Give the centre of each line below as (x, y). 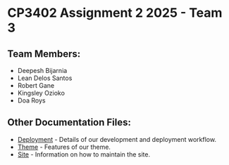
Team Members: (44, 54)
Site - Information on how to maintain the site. (83, 154)
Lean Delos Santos (45, 78)
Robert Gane (36, 85)
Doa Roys (31, 100)
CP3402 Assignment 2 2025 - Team (115, 13)
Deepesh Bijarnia (42, 71)
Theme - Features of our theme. (64, 147)
